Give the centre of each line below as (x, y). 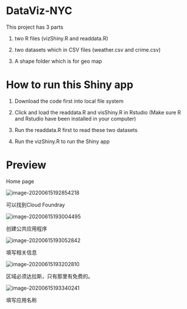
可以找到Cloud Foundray (36, 205)
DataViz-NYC (39, 11)
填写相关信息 (21, 252)
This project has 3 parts (35, 27)
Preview (26, 165)
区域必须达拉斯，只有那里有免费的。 (50, 276)
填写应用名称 (21, 300)
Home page (20, 181)
